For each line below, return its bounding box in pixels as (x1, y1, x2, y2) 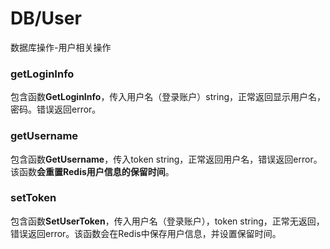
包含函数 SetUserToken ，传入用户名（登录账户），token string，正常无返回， (10, 215, 325, 227)
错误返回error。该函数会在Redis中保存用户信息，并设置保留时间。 (10, 227, 282, 239)
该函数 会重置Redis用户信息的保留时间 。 (10, 165, 175, 177)
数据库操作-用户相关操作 (10, 41, 112, 53)
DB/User (10, 7, 82, 30)
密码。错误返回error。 (10, 103, 102, 116)
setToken (10, 191, 57, 205)
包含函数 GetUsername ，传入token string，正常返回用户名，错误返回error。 (10, 153, 323, 165)
